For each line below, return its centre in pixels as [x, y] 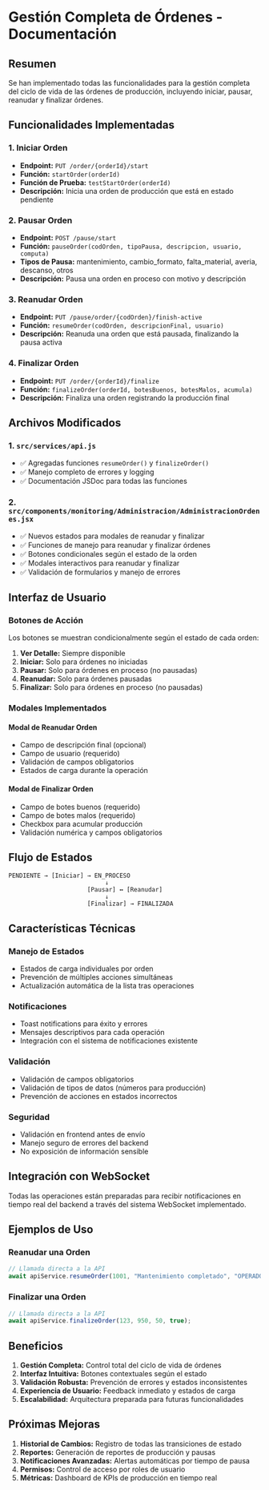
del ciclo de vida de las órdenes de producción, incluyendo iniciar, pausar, [130, 91]
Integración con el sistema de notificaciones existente [109, 1041]
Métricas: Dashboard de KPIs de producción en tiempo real [118, 1477]
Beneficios [36, 1346]
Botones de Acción [46, 620]
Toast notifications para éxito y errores [84, 1024]
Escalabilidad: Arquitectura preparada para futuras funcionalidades [132, 1399]
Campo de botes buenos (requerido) [80, 807]
